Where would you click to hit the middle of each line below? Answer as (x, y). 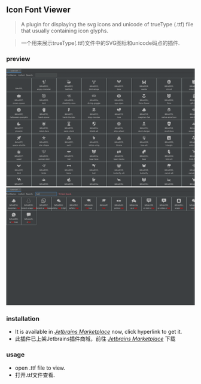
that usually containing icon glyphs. (65, 31)
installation (23, 319)
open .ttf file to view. (40, 368)
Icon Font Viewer (38, 10)
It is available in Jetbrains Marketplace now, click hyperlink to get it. (98, 332)
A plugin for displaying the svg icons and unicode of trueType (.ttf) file (107, 24)
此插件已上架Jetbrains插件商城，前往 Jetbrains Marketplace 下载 (95, 339)
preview (18, 59)
